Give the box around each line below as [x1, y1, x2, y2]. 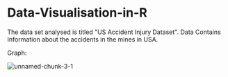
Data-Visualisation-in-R [7, 5, 147, 21]
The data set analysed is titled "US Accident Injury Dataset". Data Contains [7, 28, 221, 36]
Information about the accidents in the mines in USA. [7, 35, 158, 43]
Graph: [7, 49, 27, 57]
